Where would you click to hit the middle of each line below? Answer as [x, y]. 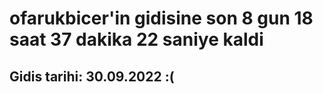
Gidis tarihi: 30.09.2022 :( [92, 76]
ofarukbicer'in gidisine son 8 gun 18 [161, 18]
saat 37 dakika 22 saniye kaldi [136, 39]
